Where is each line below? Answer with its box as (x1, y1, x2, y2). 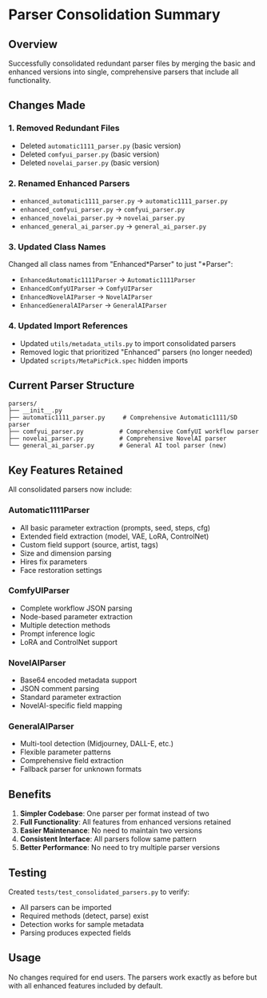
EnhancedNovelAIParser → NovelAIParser (19, 292, 153, 301)
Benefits (8, 787, 52, 801)
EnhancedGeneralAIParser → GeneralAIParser (19, 300, 168, 310)
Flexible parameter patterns (19, 747, 112, 757)
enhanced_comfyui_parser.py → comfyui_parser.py (19, 204, 185, 213)
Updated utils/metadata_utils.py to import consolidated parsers (19, 338, 237, 348)
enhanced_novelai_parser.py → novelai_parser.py (19, 213, 185, 222)
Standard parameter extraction (19, 693, 122, 702)
